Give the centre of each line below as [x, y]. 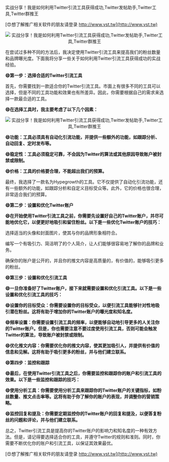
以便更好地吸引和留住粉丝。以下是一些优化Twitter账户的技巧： [97, 222]
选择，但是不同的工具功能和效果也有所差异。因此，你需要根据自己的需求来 [82, 92]
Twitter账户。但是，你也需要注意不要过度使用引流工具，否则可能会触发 [83, 328]
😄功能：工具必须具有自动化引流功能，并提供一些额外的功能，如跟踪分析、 [82, 137]
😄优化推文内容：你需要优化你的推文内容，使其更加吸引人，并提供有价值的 [82, 346]
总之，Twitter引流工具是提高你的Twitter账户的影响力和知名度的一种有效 [79, 431]
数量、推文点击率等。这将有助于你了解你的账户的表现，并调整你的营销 [82, 397]
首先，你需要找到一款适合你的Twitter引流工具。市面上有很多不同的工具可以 [83, 86]
